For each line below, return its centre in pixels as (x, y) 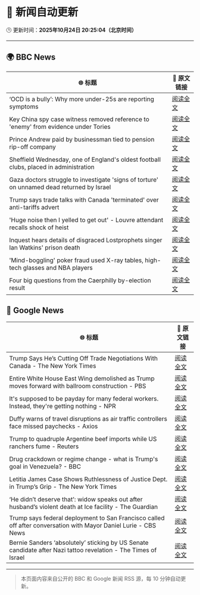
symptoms (24, 106)
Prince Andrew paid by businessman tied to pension (82, 139)
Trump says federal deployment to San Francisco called (87, 518)
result (17, 288)
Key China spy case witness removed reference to (79, 119)
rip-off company (33, 147)
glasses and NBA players (58, 267)
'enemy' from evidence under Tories (60, 127)
